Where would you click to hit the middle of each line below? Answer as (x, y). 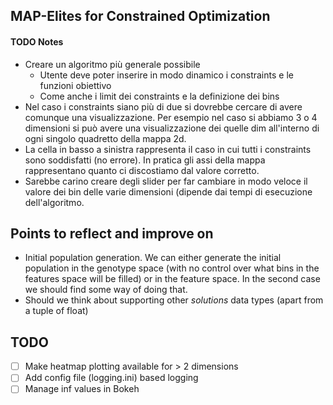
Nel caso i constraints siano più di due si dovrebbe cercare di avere (163, 106)
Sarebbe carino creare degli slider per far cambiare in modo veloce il (166, 181)
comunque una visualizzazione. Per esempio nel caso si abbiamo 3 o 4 (171, 117)
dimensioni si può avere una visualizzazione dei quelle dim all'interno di (172, 128)
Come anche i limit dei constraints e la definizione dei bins (159, 96)
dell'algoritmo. (54, 202)
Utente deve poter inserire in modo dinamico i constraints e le (166, 75)
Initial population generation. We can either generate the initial (153, 258)
